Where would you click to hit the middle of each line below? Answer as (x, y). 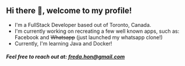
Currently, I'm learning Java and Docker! (63, 43)
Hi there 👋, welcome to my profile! (69, 11)
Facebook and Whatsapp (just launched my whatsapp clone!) (88, 37)
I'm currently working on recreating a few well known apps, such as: (97, 31)
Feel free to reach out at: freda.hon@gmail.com (66, 57)
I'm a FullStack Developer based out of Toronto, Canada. (83, 25)
